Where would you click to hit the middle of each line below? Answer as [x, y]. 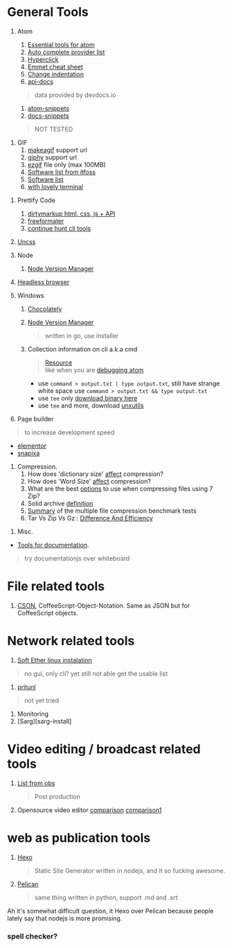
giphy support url [52, 157]
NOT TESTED [54, 129]
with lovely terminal [55, 186]
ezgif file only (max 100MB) [66, 164]
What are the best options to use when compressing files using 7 [120, 489]
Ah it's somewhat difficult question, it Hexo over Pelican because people [110, 911]
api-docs [41, 81]
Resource [59, 362]
